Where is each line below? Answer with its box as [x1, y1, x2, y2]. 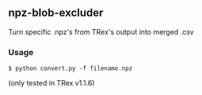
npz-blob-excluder [8, 6, 104, 20]
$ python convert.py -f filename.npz [8, 64, 133, 73]
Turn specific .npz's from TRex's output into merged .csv [8, 27, 194, 36]
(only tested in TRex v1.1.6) [8, 79, 95, 88]
